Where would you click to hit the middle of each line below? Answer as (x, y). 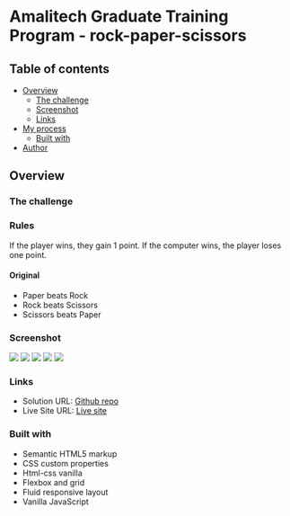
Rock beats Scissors (60, 305)
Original (25, 275)
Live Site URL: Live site (65, 411)
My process (44, 129)
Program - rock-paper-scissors (128, 36)
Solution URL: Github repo (70, 401)
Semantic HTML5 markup (70, 454)
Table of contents (59, 69)
